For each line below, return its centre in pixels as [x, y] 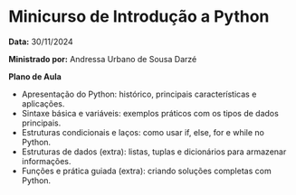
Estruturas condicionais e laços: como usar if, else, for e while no [143, 132]
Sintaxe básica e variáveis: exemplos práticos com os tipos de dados [150, 113]
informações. [46, 161]
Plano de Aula [35, 76]
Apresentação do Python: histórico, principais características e [139, 94]
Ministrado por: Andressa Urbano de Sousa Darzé [103, 59]
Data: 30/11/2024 [41, 42]
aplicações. [43, 103]
